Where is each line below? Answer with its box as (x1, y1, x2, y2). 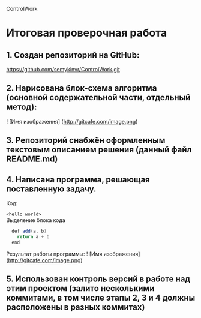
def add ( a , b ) (11, 228, 47, 235)
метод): (6, 102, 37, 112)
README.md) (6, 154, 58, 164)
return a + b (17, 233, 50, 239)
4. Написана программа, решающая (6, 174, 150, 185)
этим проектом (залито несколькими (6, 283, 155, 293)
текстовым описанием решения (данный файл (6, 145, 192, 155)
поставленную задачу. (6, 184, 97, 194)
